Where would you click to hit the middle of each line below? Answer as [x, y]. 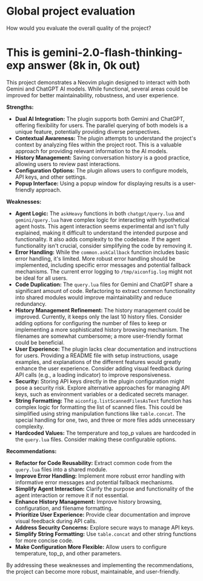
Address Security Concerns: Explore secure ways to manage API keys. [105, 528]
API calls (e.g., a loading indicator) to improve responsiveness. [93, 374]
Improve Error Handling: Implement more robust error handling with [100, 476]
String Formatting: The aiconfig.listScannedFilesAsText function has [103, 401]
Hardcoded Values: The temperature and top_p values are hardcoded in [105, 433]
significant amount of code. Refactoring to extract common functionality [105, 290]
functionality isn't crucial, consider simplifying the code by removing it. [104, 246]
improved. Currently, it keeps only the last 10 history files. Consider [99, 317]
